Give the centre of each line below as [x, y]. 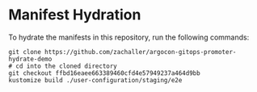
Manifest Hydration [75, 15]
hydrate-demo [30, 59]
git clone [25, 52]
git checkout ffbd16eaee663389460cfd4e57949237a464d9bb [104, 73]
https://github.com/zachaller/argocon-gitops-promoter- [140, 52]
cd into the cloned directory [66, 66]
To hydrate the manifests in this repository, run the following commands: [129, 37]
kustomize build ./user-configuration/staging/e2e [95, 80]
